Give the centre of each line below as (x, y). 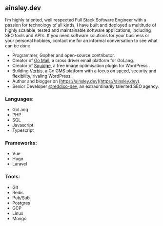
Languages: (20, 99)
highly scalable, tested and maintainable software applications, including (78, 30)
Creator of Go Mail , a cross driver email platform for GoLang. (73, 60)
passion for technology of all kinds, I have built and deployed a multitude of (81, 25)
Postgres (21, 203)
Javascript (23, 125)
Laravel (20, 164)
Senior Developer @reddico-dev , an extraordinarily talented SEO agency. (85, 86)
